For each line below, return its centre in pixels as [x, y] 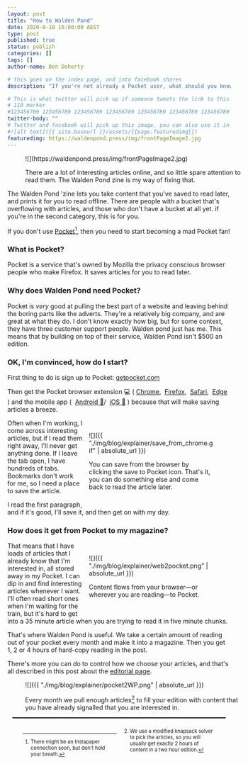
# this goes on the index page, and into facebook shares [95, 79]
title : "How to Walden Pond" [50, 21]
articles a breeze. [33, 410]
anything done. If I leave [43, 454]
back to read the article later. [131, 487]
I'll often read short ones [43, 599]
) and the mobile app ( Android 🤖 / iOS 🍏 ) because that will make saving [113, 402]
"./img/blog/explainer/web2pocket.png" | [148, 566]
